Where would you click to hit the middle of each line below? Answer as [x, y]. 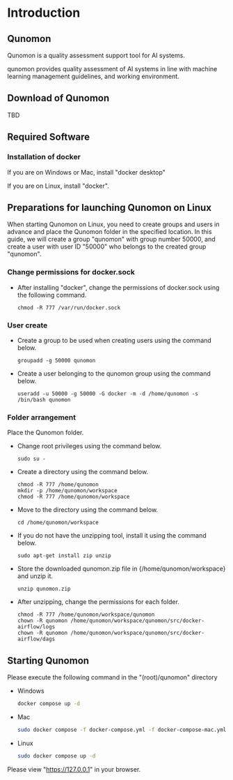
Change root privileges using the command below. [89, 446]
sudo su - [32, 459]
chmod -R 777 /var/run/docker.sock [69, 308]
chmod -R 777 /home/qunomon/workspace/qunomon [86, 615]
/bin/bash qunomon [44, 399]
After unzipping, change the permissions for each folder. [98, 602]
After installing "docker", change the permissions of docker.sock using [118, 287]
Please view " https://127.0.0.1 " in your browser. [74, 769]
